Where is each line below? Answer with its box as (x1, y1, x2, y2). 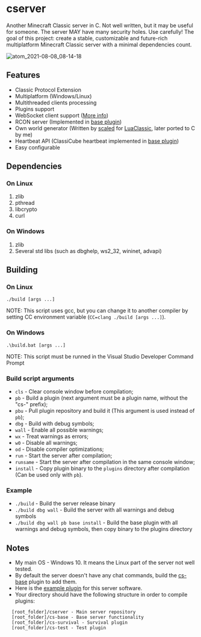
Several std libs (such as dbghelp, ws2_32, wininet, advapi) (14, 247, 162, 254)
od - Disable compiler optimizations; (14, 445, 104, 453)
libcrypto (14, 206, 37, 213)
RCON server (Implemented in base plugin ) (14, 118, 122, 125)
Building (6, 265, 38, 275)
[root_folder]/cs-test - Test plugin (11, 625, 107, 631)
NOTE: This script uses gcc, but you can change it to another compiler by (6, 307, 188, 315)
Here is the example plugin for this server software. (14, 585, 143, 592)
